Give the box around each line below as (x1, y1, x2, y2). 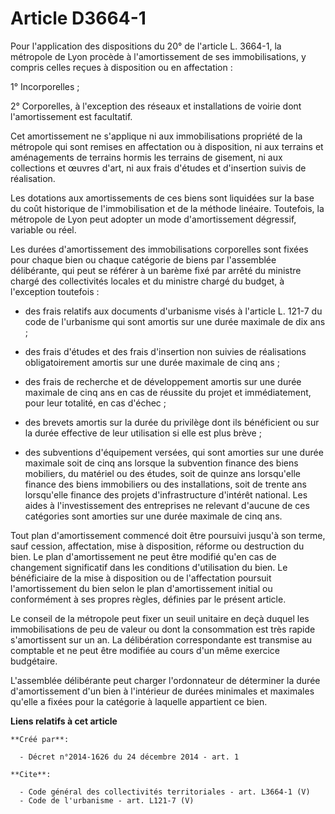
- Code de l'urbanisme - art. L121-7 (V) (19, 795, 195, 806)
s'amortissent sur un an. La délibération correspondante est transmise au (10, 633, 313, 646)
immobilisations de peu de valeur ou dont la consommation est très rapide (10, 623, 316, 635)
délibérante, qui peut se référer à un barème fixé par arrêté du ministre (10, 264, 302, 276)
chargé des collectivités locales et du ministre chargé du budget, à (10, 275, 285, 287)
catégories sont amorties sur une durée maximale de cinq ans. (24, 510, 283, 522)
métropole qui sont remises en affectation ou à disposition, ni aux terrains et (10, 140, 324, 152)
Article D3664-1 (10, 7, 147, 30)
